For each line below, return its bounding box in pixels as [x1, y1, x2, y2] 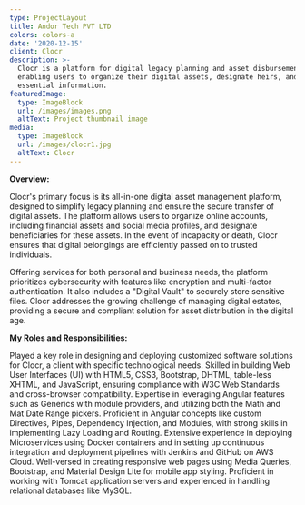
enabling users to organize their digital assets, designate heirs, [17, 73, 282, 82]
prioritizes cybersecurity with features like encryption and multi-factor [9, 276, 272, 287]
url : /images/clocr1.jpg [17, 140, 112, 149]
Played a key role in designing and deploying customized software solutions [9, 350, 293, 361]
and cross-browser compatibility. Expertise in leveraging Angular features [9, 388, 286, 400]
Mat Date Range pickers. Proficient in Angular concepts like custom [9, 408, 261, 419]
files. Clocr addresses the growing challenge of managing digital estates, [9, 295, 282, 306]
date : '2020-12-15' [9, 38, 84, 48]
